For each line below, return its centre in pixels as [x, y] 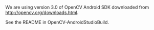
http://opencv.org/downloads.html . [42, 12]
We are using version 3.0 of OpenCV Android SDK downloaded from [77, 7]
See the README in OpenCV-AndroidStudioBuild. [57, 22]
